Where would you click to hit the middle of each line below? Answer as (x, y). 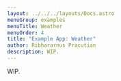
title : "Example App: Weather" (52, 39)
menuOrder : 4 (26, 33)
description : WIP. (33, 52)
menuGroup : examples (37, 20)
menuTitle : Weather (35, 26)
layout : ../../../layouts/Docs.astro (61, 13)
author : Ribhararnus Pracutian (52, 45)
